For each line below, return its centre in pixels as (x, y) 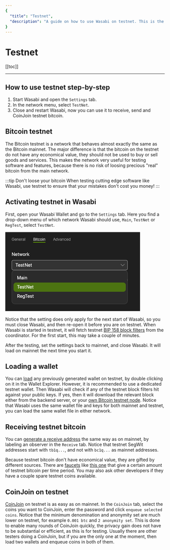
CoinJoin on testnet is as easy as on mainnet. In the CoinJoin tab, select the (84, 504)
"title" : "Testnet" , (31, 16)
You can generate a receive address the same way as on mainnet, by (77, 439)
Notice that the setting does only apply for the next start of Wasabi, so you (83, 319)
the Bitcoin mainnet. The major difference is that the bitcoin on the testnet (82, 149)
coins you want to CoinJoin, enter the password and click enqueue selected (84, 509)
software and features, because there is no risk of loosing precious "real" (82, 165)
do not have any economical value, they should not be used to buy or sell (81, 154)
